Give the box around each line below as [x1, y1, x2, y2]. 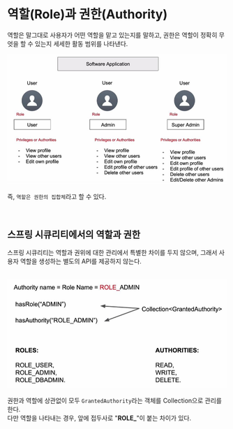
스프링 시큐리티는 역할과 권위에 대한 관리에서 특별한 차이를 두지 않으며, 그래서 [7, 249, 218, 257]
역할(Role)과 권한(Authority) [7, 6, 168, 22]
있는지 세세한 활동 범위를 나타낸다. [34, 39, 128, 48]
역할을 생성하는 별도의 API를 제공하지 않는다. [20, 257, 142, 266]
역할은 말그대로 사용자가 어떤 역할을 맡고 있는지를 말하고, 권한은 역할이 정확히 [7, 31, 218, 39]
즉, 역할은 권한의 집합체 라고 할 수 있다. [7, 193, 107, 201]
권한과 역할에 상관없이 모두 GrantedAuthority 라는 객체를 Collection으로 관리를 [7, 396, 222, 405]
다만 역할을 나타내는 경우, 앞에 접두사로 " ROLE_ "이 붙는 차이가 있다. [7, 414, 192, 422]
